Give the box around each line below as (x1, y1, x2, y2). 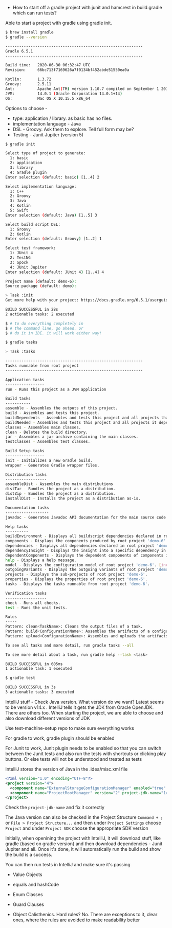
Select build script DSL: (5, 222, 60, 227)
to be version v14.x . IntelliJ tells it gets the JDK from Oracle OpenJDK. (5, 704, 154, 710)
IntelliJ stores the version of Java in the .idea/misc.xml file (5, 766, 128, 772)
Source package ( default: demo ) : (5, 283, 77, 289)
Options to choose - (5, 105, 48, 111)
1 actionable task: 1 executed (5, 666, 72, 671)
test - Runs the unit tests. (5, 605, 68, 610)
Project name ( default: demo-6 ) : (5, 279, 77, 284)
